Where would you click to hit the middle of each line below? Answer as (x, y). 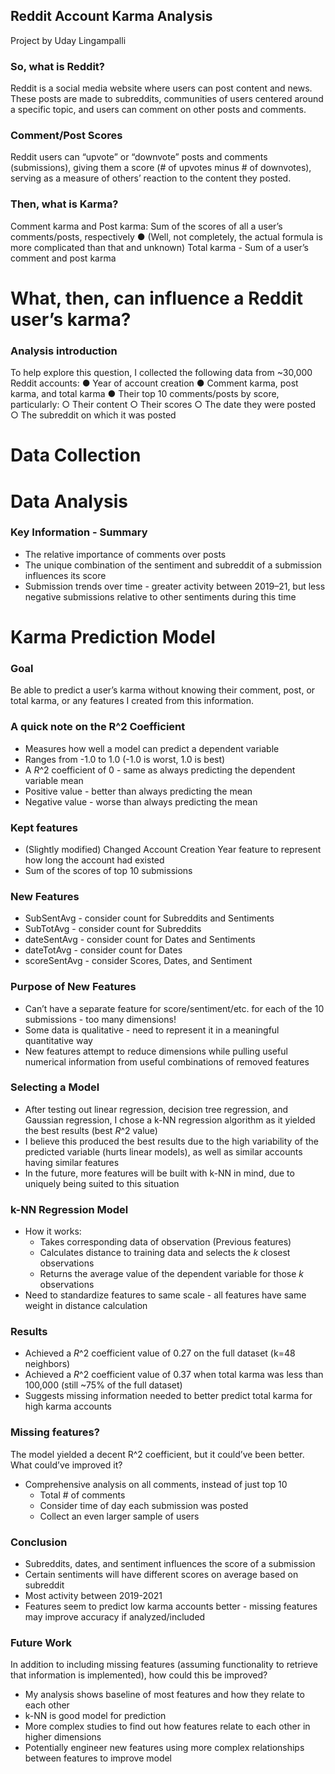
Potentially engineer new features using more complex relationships (164, 1748)
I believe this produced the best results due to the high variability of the (171, 1141)
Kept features (44, 827)
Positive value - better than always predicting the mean (138, 791)
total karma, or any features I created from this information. (132, 701)
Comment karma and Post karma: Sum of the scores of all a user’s (146, 226)
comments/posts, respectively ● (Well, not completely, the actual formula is (166, 236)
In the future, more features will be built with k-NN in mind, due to (159, 1173)
